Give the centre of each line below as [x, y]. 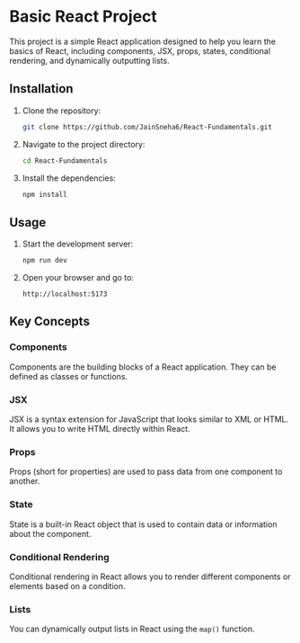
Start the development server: [78, 244]
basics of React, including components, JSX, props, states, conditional [140, 50]
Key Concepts [49, 321]
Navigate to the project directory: [84, 144]
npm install [44, 194]
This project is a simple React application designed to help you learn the [143, 41]
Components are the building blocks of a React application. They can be [143, 367]
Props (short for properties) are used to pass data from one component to [146, 472]
